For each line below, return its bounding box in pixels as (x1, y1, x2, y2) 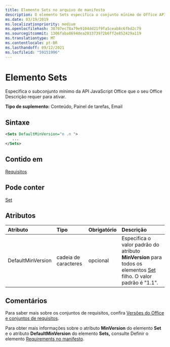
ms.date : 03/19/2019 (5, 17, 49, 22)
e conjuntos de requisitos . (5, 315, 60, 322)
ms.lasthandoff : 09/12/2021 (5, 45, 65, 50)
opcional (88, 257, 109, 264)
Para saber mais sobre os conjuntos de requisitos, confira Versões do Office (5, 310, 164, 316)
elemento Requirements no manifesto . (5, 336, 84, 342)
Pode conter (5, 183, 45, 192)
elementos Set (121, 266, 156, 274)
